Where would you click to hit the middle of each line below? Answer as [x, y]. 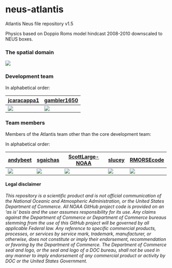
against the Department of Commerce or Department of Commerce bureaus [86, 218]
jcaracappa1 [24, 100]
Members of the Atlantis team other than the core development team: [78, 134]
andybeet [20, 160]
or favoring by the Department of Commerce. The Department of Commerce [86, 245]
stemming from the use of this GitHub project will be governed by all [77, 223]
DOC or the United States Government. [46, 261]
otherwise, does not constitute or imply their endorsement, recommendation [86, 239]
